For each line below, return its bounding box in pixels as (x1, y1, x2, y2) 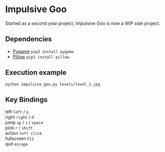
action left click (5, 130, 42, 136)
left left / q (5, 109, 29, 115)
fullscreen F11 (5, 135, 34, 142)
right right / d (5, 114, 34, 120)
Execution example (5, 68, 67, 77)
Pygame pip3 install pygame (12, 48, 74, 54)
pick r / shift (5, 125, 33, 131)
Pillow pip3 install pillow (12, 54, 70, 60)
